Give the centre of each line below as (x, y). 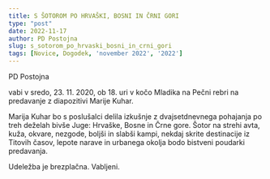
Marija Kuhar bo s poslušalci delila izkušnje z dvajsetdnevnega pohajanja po (135, 117)
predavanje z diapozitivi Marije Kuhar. (71, 101)
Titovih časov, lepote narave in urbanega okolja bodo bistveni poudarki (127, 142)
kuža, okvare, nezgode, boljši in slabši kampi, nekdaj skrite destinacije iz (129, 134)
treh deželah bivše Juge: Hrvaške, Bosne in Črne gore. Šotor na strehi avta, (135, 125)
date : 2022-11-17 (38, 31)
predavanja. (28, 151)
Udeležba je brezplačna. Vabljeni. (64, 166)
